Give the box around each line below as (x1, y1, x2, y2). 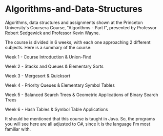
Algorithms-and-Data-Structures (5, 3, 143, 15)
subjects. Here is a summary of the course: (5, 44, 92, 50)
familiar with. (5, 126, 31, 132)
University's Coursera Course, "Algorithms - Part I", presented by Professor (5, 24, 157, 30)
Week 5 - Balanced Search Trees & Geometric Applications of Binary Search (5, 92, 159, 97)
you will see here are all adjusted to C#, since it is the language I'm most (5, 121, 150, 127)
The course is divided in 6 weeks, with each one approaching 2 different (5, 39, 151, 45)
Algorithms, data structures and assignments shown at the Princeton (5, 19, 143, 25)
